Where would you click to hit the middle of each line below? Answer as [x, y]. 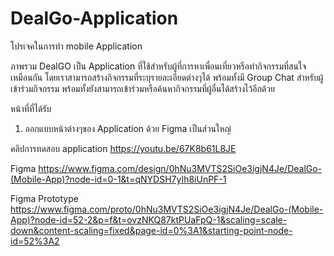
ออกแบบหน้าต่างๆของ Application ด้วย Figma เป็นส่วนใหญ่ [128, 128]
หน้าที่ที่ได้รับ [31, 108]
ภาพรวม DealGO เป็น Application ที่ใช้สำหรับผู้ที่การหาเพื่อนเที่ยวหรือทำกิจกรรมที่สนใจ [158, 66]
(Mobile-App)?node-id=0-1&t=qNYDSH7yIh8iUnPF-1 [118, 179]
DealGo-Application [94, 18]
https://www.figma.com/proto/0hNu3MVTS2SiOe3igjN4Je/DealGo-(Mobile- [167, 209]
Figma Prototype [44, 198]
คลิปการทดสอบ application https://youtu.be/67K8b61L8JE [123, 148]
